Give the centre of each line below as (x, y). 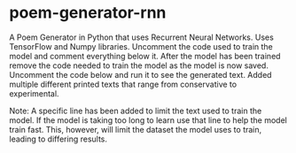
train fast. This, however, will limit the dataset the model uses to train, (136, 129)
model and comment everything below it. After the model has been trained (145, 56)
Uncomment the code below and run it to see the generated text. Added (140, 74)
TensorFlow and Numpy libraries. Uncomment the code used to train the (141, 46)
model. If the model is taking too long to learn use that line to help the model (148, 120)
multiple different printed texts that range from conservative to (123, 84)
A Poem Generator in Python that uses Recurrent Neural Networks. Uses (142, 37)
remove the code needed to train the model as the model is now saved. (139, 65)
